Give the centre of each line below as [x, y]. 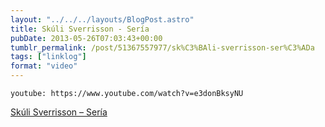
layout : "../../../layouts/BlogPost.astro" [102, 19]
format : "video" [44, 66]
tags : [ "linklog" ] [48, 57]
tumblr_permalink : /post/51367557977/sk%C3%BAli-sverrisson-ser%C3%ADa [162, 47]
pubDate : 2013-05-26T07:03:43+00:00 [86, 38]
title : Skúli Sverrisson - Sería [80, 29]
